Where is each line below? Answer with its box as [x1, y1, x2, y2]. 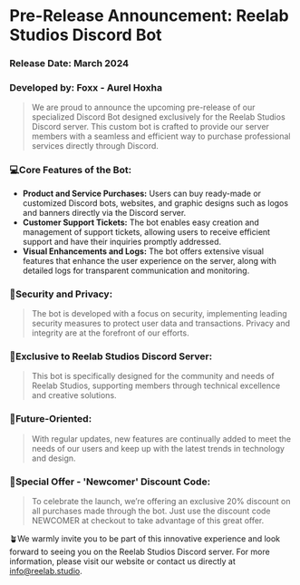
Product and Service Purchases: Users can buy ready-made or [22, 188, 261, 199]
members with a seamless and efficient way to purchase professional [31, 131, 291, 141]
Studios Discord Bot [9, 24, 162, 45]
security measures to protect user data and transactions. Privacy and [31, 318, 291, 328]
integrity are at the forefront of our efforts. [31, 327, 189, 338]
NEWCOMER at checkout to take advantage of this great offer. [31, 514, 265, 526]
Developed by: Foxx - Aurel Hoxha [9, 82, 163, 94]
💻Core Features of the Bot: [9, 164, 132, 177]
